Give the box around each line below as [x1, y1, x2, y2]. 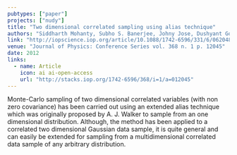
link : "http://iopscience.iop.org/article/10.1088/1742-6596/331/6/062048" [7, 37, 235, 44]
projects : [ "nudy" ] [7, 17, 65, 24]
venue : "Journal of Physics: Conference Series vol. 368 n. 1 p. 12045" [7, 43, 226, 50]
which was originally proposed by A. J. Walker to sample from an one [7, 110, 209, 118]
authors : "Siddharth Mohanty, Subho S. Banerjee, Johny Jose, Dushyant [7, 30, 222, 37]
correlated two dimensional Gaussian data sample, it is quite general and [7, 125, 219, 134]
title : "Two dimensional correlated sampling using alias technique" [7, 23, 217, 30]
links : [7, 56, 27, 63]
